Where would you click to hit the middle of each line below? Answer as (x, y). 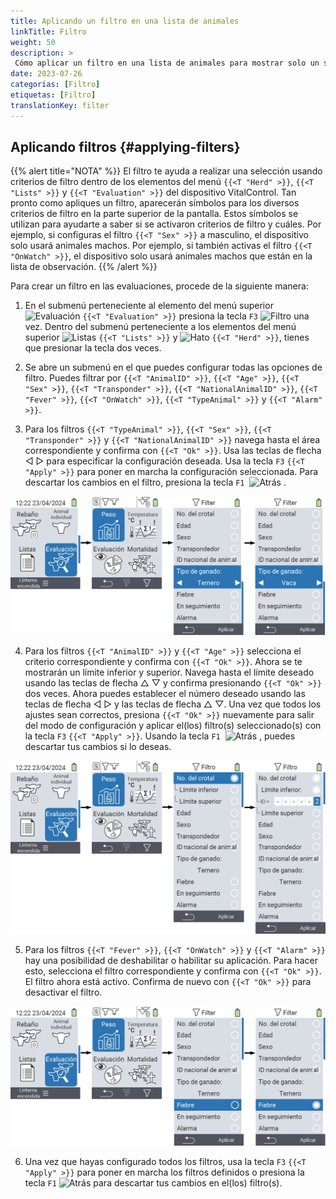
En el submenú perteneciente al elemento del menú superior (149, 306)
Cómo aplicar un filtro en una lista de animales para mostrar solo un (167, 63)
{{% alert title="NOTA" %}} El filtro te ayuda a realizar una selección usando (166, 171)
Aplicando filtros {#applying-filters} (125, 147)
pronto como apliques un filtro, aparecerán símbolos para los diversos (155, 203)
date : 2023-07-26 (46, 74)
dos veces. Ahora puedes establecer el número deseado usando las (165, 694)
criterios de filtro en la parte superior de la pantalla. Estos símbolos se (154, 214)
